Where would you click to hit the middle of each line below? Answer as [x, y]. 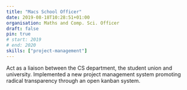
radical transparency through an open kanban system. [73, 80]
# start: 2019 [24, 40]
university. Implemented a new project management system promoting [94, 74]
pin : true [19, 34]
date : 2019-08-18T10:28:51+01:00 [48, 17]
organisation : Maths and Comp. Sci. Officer [63, 23]
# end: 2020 [21, 46]
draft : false [23, 28]
